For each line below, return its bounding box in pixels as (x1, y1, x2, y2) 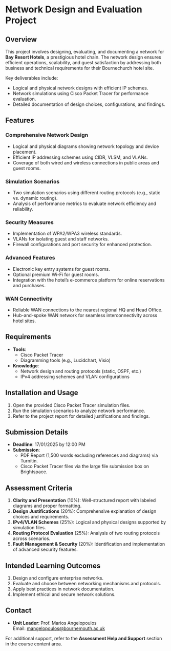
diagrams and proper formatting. (12, 503, 82, 509)
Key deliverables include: (5, 75, 58, 81)
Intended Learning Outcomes (5, 561, 101, 570)
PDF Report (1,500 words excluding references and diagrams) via (20, 452, 158, 458)
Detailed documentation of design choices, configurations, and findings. (12, 101, 165, 107)
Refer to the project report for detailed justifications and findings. (12, 413, 150, 419)
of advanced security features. (12, 546, 78, 553)
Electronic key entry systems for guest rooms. (12, 266, 110, 272)
